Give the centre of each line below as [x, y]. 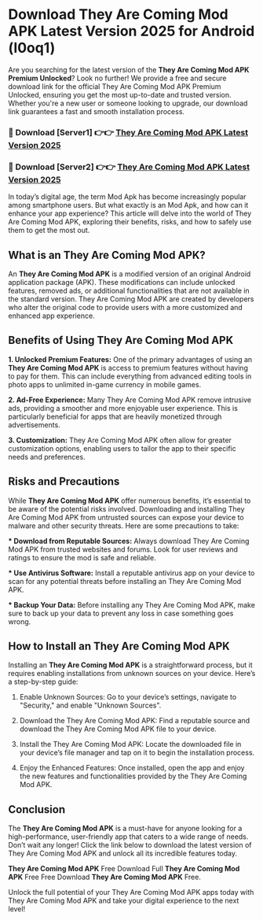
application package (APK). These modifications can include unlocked [122, 282]
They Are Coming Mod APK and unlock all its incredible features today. [123, 853]
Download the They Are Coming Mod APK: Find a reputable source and [135, 721]
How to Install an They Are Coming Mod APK [119, 646]
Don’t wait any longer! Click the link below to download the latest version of [130, 845]
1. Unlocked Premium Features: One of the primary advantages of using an [130, 359]
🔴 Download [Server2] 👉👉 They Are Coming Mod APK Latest [129, 167]
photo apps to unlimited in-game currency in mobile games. [105, 384]
